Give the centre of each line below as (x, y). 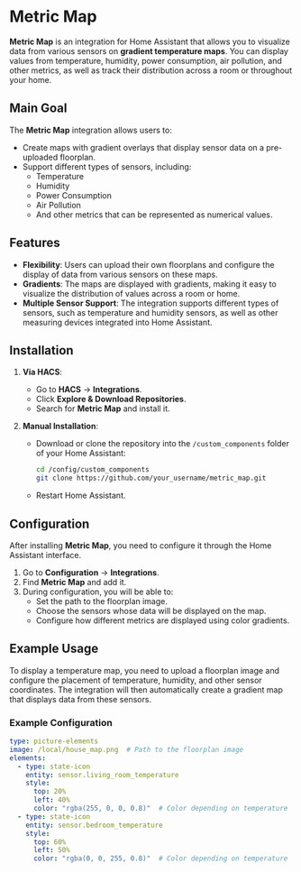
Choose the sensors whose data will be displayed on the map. (151, 610)
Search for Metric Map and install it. (103, 408)
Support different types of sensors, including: (107, 166)
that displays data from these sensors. (80, 699)
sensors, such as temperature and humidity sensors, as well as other (150, 312)
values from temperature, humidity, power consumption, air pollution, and (146, 60)
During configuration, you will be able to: (98, 592)
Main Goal (38, 109)
